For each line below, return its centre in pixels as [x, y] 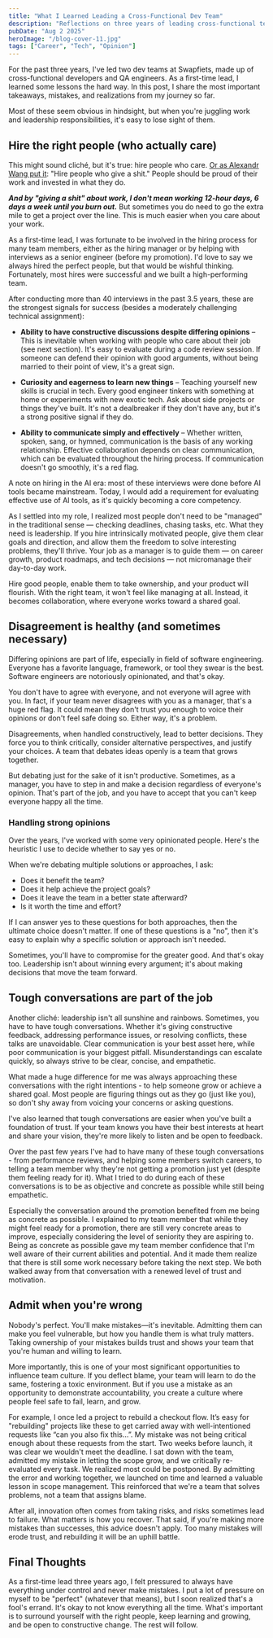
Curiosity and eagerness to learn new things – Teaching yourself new [139, 382]
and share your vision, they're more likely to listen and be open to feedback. [135, 1136]
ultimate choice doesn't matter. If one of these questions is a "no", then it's [133, 931]
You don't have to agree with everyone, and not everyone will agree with [130, 692]
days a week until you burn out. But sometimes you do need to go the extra [136, 206]
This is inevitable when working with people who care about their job [135, 340]
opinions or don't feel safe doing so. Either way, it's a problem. [113, 718]
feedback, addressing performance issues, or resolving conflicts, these [128, 1035]
